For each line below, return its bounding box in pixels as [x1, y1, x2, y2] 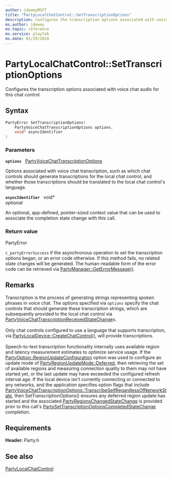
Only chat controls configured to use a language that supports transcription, [5, 327, 166, 333]
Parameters [5, 147, 35, 154]
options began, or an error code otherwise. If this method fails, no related [5, 255, 160, 261]
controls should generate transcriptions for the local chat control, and [5, 173, 152, 180]
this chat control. [5, 91, 41, 97]
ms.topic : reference [5, 27, 50, 32]
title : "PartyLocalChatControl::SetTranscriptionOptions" [5, 12, 132, 17]
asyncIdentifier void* [5, 194, 55, 201]
